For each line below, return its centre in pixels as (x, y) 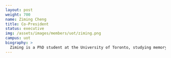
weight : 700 (18, 15)
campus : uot (18, 38)
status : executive (25, 29)
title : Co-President (27, 24)
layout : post (19, 10)
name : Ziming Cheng (26, 19)
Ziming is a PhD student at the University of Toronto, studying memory (89, 47)
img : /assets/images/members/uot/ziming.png (53, 33)
